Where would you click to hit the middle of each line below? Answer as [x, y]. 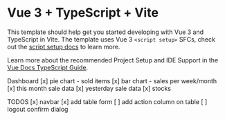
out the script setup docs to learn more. [64, 46]
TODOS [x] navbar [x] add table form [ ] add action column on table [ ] [107, 101]
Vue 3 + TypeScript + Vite [83, 13]
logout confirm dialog [38, 109]
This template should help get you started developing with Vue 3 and [106, 32]
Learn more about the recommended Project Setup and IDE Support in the [113, 60]
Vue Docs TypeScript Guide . [48, 67]
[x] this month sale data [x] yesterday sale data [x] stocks [89, 88]
